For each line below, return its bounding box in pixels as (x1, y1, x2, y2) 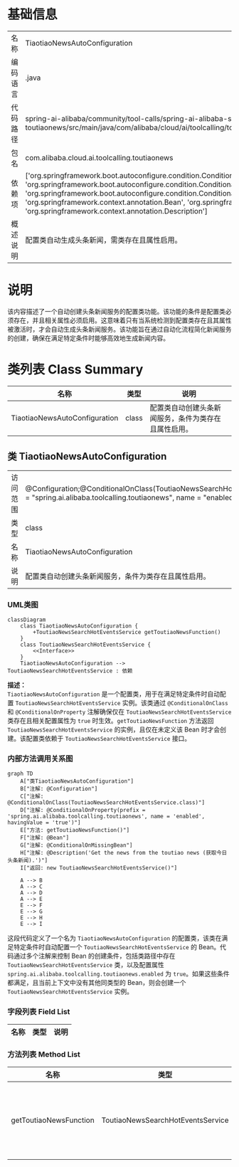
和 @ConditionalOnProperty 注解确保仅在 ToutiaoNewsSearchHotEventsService (7, 707, 232, 716)
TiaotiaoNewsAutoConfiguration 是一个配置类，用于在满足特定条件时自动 (7, 690, 221, 698)
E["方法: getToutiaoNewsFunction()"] (20, 827, 130, 834)
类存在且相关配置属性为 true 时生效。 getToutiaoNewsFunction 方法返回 (7, 716, 214, 724)
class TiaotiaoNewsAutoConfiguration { (20, 622, 139, 630)
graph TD (7, 770, 33, 778)
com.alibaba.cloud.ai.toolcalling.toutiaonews (25, 152, 174, 162)
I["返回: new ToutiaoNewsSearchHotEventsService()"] (20, 865, 178, 872)
